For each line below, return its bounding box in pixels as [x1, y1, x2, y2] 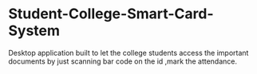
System [8, 21, 61, 40]
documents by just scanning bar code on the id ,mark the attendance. [8, 56, 238, 66]
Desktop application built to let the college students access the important [8, 48, 249, 57]
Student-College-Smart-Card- [8, 5, 214, 23]
